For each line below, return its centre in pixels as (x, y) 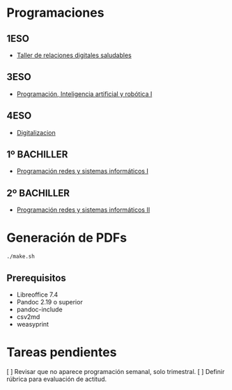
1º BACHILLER (37, 155)
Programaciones (55, 13)
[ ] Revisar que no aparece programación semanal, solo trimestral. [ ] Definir (116, 371)
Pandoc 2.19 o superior (49, 302)
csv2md (28, 317)
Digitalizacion (36, 132)
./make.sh (21, 257)
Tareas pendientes (62, 352)
